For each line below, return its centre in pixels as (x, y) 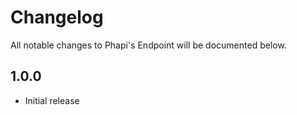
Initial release (52, 100)
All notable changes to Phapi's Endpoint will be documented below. (148, 45)
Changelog (57, 17)
